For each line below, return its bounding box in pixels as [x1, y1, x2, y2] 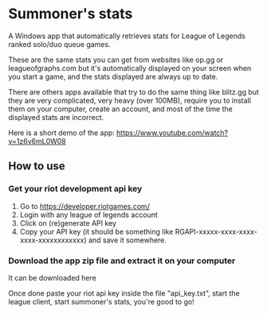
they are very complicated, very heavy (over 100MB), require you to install [8, 95, 251, 105]
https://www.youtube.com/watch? [116, 128, 229, 138]
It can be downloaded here [8, 273, 97, 282]
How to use [8, 160, 65, 173]
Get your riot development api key [8, 184, 143, 195]
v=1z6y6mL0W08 [8, 136, 66, 145]
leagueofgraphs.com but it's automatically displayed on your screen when [8, 63, 252, 72]
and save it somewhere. [88, 235, 167, 245]
